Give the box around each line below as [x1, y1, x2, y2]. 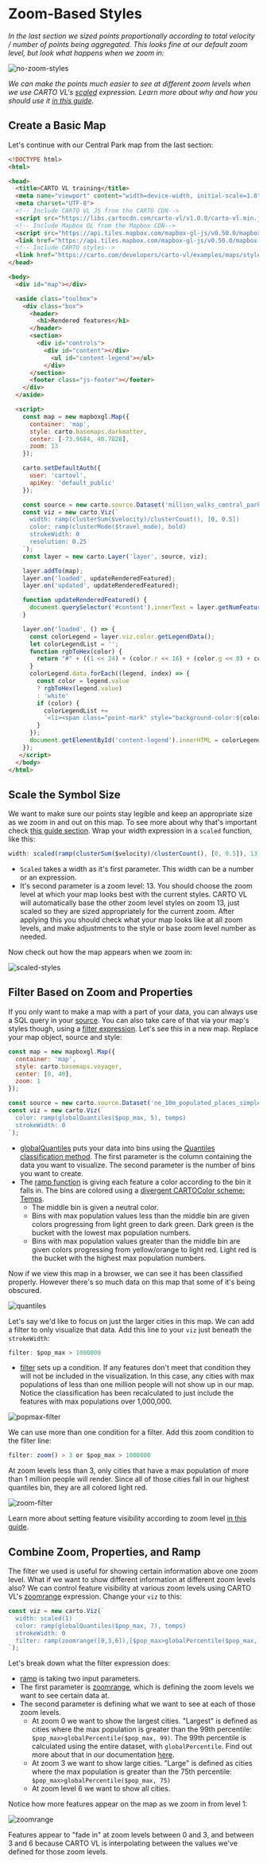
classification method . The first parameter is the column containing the [19, 1151, 252, 1161]
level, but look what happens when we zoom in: [8, 48, 164, 57]
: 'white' [37, 692, 69, 700]
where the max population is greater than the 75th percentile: [31, 1767, 232, 1776]
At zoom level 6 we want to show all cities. [31, 1784, 171, 1794]
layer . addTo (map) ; [22, 567, 83, 575]
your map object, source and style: [8, 1032, 122, 1041]
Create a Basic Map [8, 119, 106, 132]
